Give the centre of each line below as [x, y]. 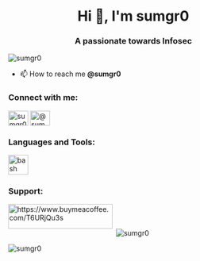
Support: [26, 191]
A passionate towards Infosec [133, 41]
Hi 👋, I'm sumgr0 [133, 16]
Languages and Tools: [52, 142]
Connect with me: [43, 98]
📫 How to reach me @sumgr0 [70, 74]
